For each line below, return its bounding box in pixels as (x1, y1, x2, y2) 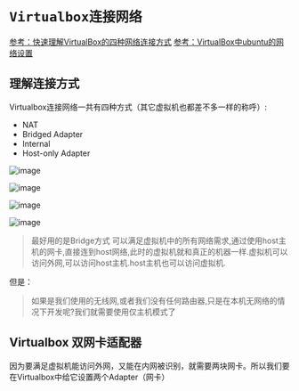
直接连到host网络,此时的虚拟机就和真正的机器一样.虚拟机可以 (64, 246, 288, 257)
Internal (21, 138, 51, 149)
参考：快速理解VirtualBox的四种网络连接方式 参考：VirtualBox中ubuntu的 (9, 37, 277, 47)
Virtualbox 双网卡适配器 (9, 335, 142, 350)
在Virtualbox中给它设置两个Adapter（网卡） (9, 371, 170, 382)
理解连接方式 (9, 77, 80, 92)
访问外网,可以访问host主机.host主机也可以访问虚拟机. (30, 257, 227, 268)
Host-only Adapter (21, 148, 91, 159)
